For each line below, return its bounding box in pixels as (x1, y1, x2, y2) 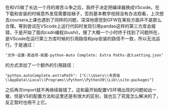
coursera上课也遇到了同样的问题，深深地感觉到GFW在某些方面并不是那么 (9, 17, 162, 22)
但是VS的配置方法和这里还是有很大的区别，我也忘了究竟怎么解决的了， (14, 93, 161, 99)
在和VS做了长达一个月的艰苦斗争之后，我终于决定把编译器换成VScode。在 (5, 4, 160, 10)
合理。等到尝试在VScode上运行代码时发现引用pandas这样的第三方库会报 (5, 23, 156, 29)
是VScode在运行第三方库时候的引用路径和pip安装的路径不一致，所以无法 (5, 35, 156, 41)
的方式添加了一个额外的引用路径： (5, 62, 76, 68)
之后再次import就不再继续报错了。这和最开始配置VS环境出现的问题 (5, 87, 144, 92)
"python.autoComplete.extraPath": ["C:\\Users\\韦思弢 (5, 73, 120, 78)
